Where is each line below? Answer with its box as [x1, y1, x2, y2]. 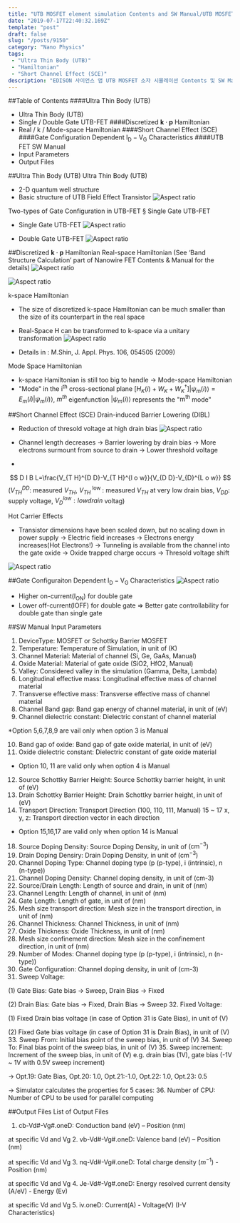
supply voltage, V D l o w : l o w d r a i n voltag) [8, 495, 125, 506]
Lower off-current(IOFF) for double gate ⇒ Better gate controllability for [18, 601, 229, 610]
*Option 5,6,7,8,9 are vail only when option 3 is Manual [8, 726, 169, 735]
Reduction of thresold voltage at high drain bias [18, 425, 158, 433]
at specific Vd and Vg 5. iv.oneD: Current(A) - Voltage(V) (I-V [8, 1200, 187, 1209]
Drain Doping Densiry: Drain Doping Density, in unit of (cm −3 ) [18, 850, 199, 859]
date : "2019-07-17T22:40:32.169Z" [8, 17, 111, 24]
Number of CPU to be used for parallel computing [8, 1093, 154, 1101]
